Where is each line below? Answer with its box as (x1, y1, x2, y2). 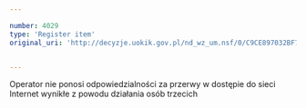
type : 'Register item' (9, 29, 96, 39)
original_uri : (9, 38, 64, 47)
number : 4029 (9, 21, 59, 30)
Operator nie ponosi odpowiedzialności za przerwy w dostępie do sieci (9, 79, 276, 90)
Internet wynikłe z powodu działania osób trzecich (9, 88, 199, 100)
